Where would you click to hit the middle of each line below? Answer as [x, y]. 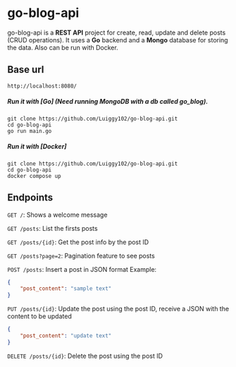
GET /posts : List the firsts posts [52, 228]
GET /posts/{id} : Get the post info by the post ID [78, 242]
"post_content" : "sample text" [66, 289]
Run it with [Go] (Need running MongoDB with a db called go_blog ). [108, 102]
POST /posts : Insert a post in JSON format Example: [82, 269]
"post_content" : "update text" [66, 336]
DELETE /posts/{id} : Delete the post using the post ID [85, 356]
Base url [26, 70]
